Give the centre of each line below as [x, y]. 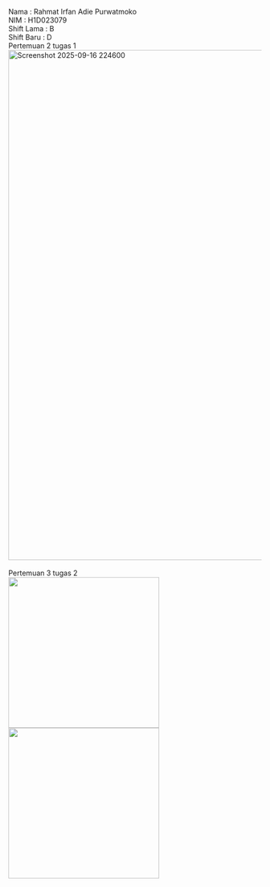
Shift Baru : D [30, 37]
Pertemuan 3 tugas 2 [43, 573]
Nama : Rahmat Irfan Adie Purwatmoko [73, 12]
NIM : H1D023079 [38, 20]
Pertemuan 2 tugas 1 [42, 46]
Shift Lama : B [31, 29]
